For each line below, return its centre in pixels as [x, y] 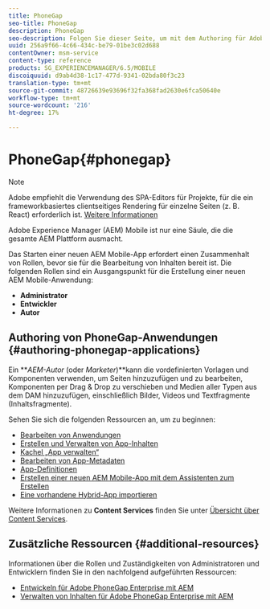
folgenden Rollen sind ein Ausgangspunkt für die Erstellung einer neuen [127, 271]
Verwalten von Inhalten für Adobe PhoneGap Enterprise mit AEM [127, 596]
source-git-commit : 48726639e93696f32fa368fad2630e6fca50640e [115, 90]
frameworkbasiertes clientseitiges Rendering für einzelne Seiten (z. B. [124, 206]
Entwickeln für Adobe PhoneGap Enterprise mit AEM [107, 587]
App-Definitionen [49, 469]
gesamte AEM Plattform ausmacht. [65, 239]
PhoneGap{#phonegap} [90, 159]
